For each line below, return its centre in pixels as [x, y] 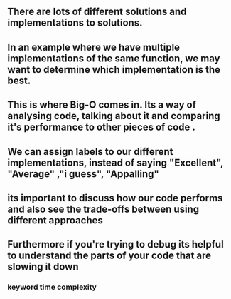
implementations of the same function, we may [114, 58]
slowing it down [43, 267]
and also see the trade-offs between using [103, 209]
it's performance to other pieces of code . [101, 127]
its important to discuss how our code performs [115, 198]
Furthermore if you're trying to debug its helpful [116, 244]
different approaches [55, 220]
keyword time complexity [52, 287]
